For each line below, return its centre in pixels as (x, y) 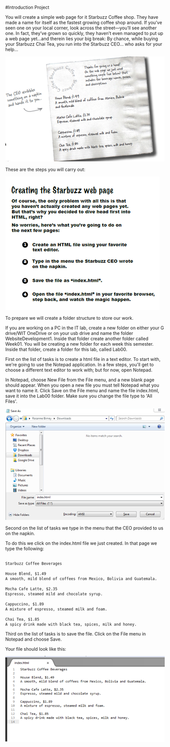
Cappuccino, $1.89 (25, 604)
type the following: (25, 549)
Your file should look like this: (36, 649)
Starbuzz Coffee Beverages (34, 564)
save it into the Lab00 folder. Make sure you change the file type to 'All (79, 396)
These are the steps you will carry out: (45, 170)
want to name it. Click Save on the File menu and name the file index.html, (82, 391)
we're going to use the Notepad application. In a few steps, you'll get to (80, 365)
